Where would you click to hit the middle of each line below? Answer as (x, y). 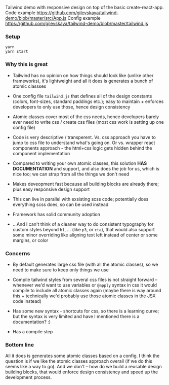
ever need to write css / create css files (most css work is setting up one (88, 122)
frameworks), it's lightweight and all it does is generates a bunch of (83, 81)
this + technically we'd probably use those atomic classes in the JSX (84, 296)
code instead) (27, 301)
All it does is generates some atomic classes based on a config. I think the (82, 356)
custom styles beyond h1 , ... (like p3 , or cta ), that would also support (84, 229)
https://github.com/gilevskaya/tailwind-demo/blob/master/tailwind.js (77, 23)
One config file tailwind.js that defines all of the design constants (82, 96)
